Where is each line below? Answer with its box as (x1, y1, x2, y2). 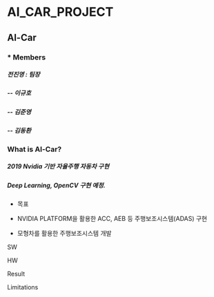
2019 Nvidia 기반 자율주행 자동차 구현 (7, 162, 110, 171)
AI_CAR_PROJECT (7, 4, 114, 20)
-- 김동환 (7, 126, 32, 135)
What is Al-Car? (7, 144, 62, 154)
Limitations (7, 282, 39, 291)
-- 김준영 (7, 108, 32, 116)
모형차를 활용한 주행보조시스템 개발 (17, 229, 112, 237)
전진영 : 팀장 (7, 70, 40, 79)
